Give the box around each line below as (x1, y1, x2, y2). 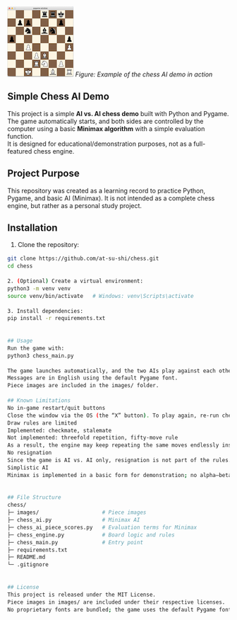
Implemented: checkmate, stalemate (7, 427, 112, 434)
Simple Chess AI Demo (7, 91, 109, 103)
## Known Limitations (7, 397, 71, 404)
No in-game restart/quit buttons (7, 404, 106, 411)
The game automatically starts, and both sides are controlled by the (7, 117, 204, 125)
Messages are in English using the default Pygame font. (7, 374, 178, 381)
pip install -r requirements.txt (7, 315, 106, 322)
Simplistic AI (7, 464, 49, 471)
